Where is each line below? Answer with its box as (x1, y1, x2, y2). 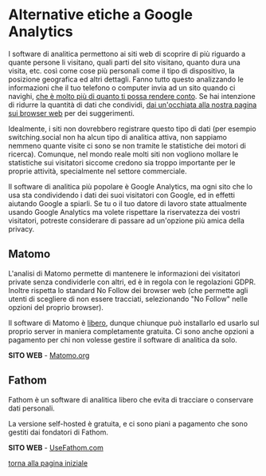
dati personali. (8, 403, 56, 413)
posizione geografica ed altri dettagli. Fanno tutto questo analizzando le (8, 74, 244, 84)
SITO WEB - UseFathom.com (8, 442, 104, 452)
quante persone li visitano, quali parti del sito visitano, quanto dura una (8, 58, 241, 67)
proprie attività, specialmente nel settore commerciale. (8, 166, 187, 176)
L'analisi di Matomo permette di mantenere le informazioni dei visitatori (8, 268, 241, 278)
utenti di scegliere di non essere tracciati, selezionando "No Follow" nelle (8, 294, 248, 303)
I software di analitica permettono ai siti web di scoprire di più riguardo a (8, 49, 246, 58)
